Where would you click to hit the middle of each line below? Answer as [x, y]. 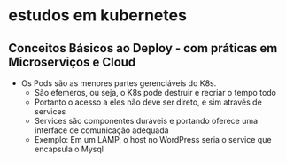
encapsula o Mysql [69, 149]
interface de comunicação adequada [101, 130]
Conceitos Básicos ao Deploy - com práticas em [143, 48]
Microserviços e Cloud [72, 62]
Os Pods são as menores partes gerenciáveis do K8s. [119, 83]
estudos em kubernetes [98, 16]
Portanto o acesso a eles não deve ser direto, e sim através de [148, 102]
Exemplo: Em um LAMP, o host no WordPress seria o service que [153, 140]
